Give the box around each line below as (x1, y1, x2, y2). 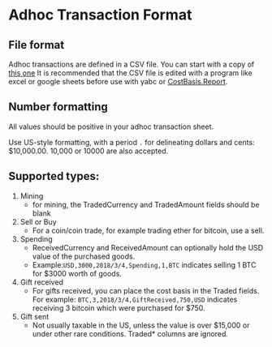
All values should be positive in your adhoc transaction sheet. (8, 122, 214, 131)
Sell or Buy (19, 216, 57, 226)
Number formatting (8, 100, 108, 114)
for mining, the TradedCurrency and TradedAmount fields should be (32, 199, 260, 209)
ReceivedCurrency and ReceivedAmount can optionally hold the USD (32, 242, 264, 252)
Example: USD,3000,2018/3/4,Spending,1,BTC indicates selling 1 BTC (32, 259, 257, 269)
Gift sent (19, 311, 50, 321)
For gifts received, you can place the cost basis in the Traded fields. (32, 285, 260, 295)
